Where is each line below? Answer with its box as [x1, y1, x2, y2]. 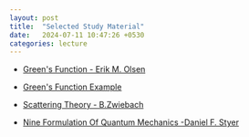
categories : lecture [9, 38, 88, 48]
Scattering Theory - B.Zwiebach [22, 100, 144, 111]
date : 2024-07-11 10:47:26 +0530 [9, 30, 145, 39]
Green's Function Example [22, 81, 122, 92]
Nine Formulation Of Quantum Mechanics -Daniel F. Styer [22, 117, 240, 128]
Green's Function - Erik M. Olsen [22, 64, 146, 75]
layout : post [9, 13, 59, 23]
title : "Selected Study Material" [9, 22, 145, 31]
